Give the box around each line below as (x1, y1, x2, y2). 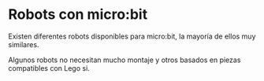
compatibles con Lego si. (8, 63, 91, 72)
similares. (8, 39, 39, 49)
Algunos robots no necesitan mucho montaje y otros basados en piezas (8, 55, 241, 64)
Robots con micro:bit (8, 6, 148, 24)
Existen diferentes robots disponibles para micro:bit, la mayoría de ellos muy (8, 31, 256, 41)
